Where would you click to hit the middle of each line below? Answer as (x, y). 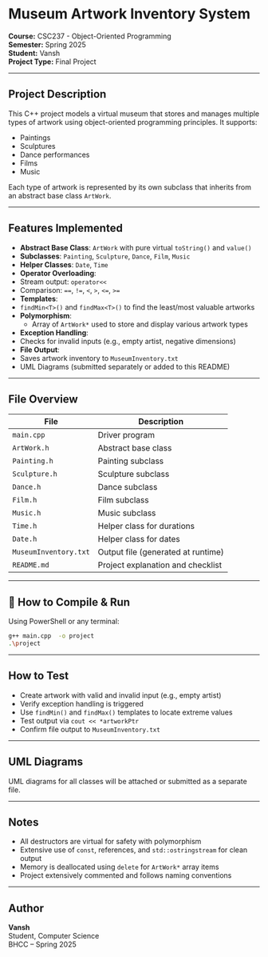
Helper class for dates (139, 539)
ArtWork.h (31, 448)
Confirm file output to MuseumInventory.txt (90, 729)
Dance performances (55, 154)
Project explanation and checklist (160, 565)
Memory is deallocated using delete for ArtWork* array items (119, 867)
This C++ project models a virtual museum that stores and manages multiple (134, 114)
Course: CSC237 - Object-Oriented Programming (90, 36)
